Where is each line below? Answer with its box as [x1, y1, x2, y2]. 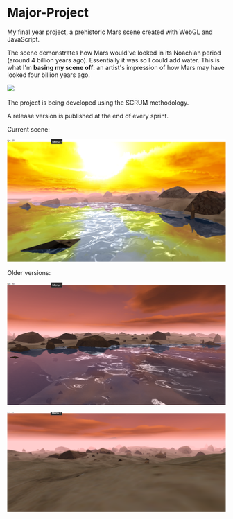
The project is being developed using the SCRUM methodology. [7, 98, 189, 107]
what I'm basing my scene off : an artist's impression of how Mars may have [7, 63, 225, 71]
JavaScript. [7, 35, 40, 43]
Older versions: [7, 268, 51, 276]
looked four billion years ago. [7, 71, 90, 79]
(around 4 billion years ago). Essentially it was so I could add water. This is [7, 55, 220, 64]
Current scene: [7, 125, 50, 133]
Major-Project [7, 5, 89, 21]
